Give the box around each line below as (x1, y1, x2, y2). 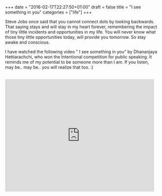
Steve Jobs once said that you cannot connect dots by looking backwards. (5, 19, 155, 24)
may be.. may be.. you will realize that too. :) (5, 64, 93, 70)
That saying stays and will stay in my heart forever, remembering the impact (5, 24, 157, 30)
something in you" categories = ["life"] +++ (5, 9, 92, 15)
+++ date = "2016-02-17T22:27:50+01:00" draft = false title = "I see (5, 4, 141, 10)
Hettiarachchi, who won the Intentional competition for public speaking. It (5, 54, 152, 60)
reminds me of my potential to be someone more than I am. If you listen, (5, 59, 149, 65)
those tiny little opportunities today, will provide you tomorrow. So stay (5, 34, 146, 40)
